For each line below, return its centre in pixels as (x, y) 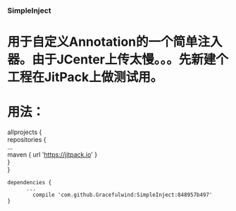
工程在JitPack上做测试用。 (85, 77)
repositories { (27, 140)
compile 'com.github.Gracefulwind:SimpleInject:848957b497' (123, 195)
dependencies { (30, 183)
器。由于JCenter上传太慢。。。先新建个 (118, 60)
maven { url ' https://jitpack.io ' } (52, 155)
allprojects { (25, 132)
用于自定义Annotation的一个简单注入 (115, 42)
